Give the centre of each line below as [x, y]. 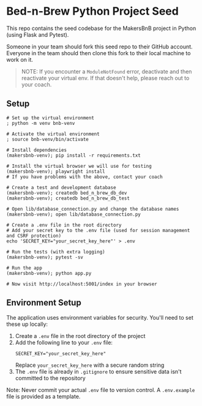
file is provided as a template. [43, 396]
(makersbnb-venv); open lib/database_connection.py [73, 214]
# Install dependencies [37, 150]
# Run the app [24, 268]
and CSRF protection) [34, 236]
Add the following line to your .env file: [64, 342]
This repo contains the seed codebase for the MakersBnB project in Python [101, 28]
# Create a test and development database [61, 187]
